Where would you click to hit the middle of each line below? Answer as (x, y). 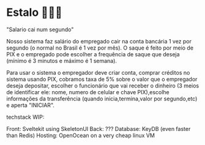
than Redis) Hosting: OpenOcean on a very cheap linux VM (80, 135)
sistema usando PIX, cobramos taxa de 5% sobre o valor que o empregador (102, 79)
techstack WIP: (25, 117)
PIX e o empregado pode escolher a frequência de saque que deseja (93, 54)
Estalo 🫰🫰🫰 (34, 13)
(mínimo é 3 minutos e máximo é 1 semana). (62, 61)
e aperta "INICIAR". (31, 105)
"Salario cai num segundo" (40, 29)
